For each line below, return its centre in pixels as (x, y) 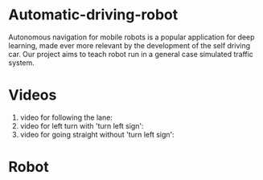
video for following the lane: (66, 117)
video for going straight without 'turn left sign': (97, 134)
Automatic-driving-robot (93, 15)
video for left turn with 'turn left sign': (82, 125)
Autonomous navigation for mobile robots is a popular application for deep (131, 37)
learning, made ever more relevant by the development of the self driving (129, 45)
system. (21, 63)
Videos (33, 95)
